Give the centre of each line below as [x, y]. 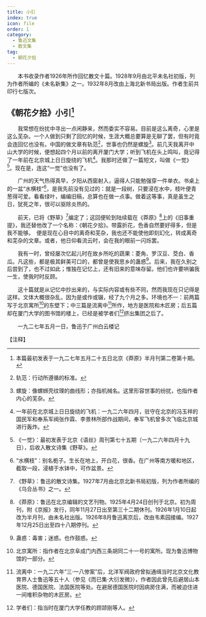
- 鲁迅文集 [24, 40]
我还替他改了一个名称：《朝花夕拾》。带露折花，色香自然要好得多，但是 [109, 225]
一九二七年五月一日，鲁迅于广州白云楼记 [68, 326]
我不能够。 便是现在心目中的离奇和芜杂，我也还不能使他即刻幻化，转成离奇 [102, 232]
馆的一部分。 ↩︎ [35, 558]
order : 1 [18, 29]
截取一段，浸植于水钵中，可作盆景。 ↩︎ [64, 468]
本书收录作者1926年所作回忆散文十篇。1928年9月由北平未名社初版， [104, 76]
